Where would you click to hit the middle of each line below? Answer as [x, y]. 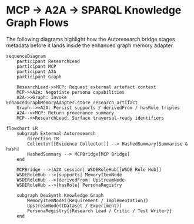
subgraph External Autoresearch [56, 133]
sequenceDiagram [26, 56]
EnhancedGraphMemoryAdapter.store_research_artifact [72, 103]
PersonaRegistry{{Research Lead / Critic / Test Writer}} [100, 211]
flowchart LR [22, 128]
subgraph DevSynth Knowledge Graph [60, 195]
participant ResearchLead [48, 61]
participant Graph [39, 77]
